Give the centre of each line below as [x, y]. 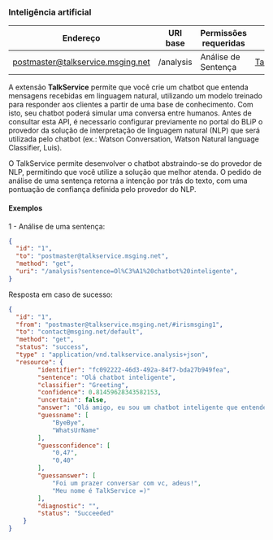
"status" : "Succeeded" [76, 514]
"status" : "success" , [52, 347]
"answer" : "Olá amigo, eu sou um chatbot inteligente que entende [152, 408]
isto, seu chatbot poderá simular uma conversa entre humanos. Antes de [130, 113]
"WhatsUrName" [76, 430]
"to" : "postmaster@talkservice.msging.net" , [92, 256]
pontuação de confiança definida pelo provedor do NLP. [102, 189]
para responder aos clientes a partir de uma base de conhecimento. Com [131, 105]
